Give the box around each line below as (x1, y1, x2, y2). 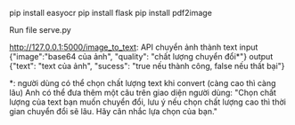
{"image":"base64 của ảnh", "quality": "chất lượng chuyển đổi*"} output (9, 51, 274, 61)
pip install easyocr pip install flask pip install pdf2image (9, 8, 212, 18)
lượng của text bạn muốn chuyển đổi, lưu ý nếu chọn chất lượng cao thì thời (9, 97, 287, 107)
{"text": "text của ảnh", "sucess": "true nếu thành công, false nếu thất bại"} (9, 61, 285, 71)
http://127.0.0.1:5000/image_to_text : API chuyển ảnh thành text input (9, 42, 258, 52)
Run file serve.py (9, 25, 71, 35)
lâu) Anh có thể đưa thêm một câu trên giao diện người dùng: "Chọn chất (9, 88, 276, 98)
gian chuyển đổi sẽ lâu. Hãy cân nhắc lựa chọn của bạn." (9, 106, 218, 116)
